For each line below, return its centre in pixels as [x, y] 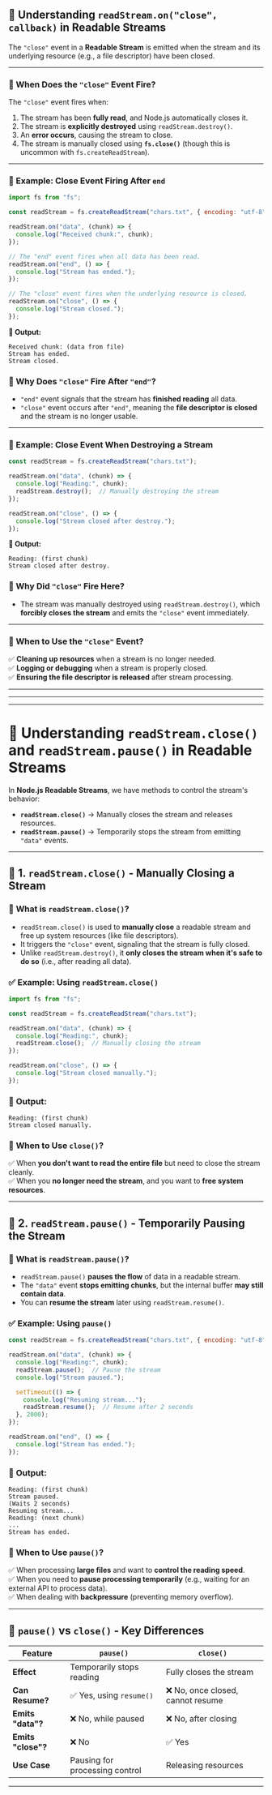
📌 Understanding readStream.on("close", [113, 15]
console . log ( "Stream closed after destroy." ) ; [96, 521]
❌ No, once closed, [202, 1690]
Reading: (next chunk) [47, 1518]
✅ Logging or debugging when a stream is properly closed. [108, 668]
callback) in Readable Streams [87, 28]
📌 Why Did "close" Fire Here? [67, 586]
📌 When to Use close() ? [56, 1146]
